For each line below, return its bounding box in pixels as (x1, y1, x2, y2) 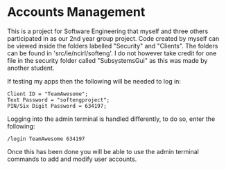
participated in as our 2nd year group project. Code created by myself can (7, 34, 220, 42)
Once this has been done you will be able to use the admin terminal (7, 147, 199, 155)
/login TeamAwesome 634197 (7, 135, 85, 142)
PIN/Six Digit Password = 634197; (7, 102, 107, 109)
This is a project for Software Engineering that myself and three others (7, 27, 209, 35)
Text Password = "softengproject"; (7, 96, 110, 104)
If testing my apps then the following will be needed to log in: (7, 77, 182, 85)
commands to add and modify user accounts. (7, 155, 137, 163)
